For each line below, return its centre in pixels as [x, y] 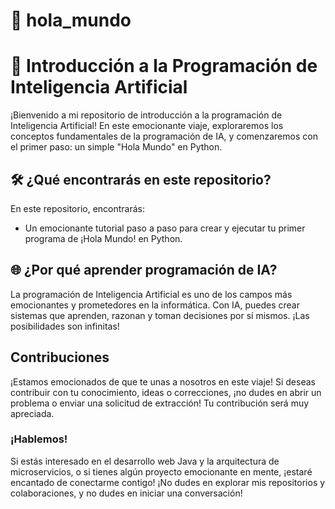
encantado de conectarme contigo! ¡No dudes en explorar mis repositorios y [168, 482]
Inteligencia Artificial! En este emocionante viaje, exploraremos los [147, 126]
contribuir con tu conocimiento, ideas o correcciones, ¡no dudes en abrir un [166, 392]
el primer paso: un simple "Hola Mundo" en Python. [116, 147]
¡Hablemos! [39, 439]
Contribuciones [60, 357]
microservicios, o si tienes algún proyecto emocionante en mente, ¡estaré [161, 471]
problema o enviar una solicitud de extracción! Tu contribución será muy [160, 403]
